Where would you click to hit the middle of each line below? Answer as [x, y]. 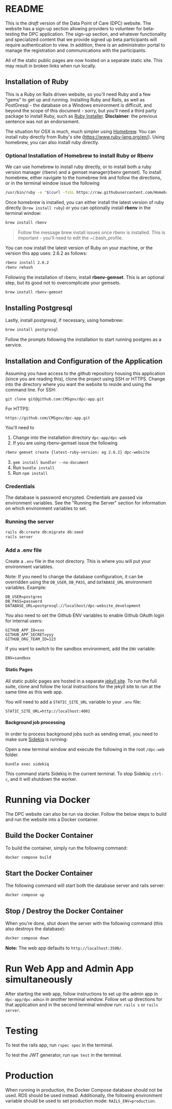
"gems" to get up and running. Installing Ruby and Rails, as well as [75, 99]
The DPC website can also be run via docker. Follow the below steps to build [86, 814]
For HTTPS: [17, 409]
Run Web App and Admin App [70, 969]
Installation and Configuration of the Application [84, 361]
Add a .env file [24, 550]
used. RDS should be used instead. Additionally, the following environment [84, 1095]
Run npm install [30, 473]
